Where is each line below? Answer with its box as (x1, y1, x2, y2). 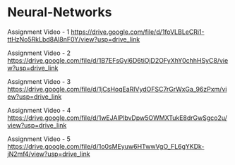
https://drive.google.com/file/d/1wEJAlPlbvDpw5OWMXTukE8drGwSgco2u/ (7, 114, 228, 122)
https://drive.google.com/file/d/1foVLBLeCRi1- (71, 28, 205, 36)
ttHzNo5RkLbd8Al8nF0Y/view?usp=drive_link (7, 35, 140, 43)
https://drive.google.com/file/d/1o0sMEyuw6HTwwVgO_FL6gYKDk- (7, 142, 205, 150)
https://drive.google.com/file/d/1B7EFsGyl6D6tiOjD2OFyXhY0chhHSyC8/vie (7, 56, 229, 64)
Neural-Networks (7, 4, 112, 20)
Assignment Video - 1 (7, 28, 70, 36)
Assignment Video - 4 (7, 106, 71, 114)
